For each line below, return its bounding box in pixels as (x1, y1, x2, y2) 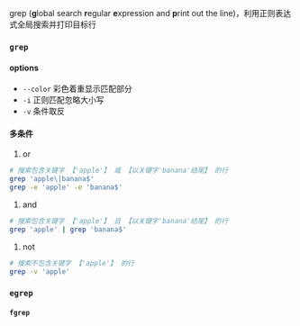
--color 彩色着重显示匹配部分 (22, 84, 132, 95)
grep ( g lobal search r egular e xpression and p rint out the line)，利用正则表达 (9, 8, 291, 18)
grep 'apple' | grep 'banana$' (9, 224, 127, 234)
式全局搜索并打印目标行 (9, 19, 96, 30)
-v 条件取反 (22, 106, 66, 117)
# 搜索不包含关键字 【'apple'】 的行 (9, 258, 135, 267)
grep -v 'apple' (9, 267, 70, 276)
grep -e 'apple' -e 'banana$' (9, 183, 123, 192)
